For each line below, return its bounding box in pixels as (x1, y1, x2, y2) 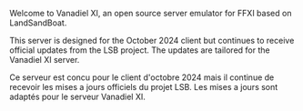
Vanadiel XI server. (9, 55, 80, 65)
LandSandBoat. (9, 17, 67, 28)
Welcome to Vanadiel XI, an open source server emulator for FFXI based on (9, 8, 292, 18)
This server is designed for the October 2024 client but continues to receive (9, 35, 295, 45)
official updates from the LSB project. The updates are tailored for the (9, 45, 270, 55)
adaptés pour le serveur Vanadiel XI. (9, 91, 146, 102)
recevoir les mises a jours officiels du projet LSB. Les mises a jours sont (9, 82, 278, 92)
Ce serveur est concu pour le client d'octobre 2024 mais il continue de (9, 72, 275, 83)
